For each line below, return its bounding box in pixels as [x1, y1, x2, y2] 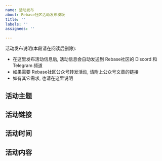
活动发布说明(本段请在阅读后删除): [5, 45, 77, 51]
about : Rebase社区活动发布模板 [5, 12, 65, 17]
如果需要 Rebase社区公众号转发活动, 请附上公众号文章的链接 [12, 69, 139, 75]
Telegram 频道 [12, 62, 43, 69]
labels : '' [5, 21, 28, 27]
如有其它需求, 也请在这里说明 [12, 75, 73, 81]
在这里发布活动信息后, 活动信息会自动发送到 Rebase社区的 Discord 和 [12, 56, 157, 62]
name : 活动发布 [5, 7, 34, 13]
